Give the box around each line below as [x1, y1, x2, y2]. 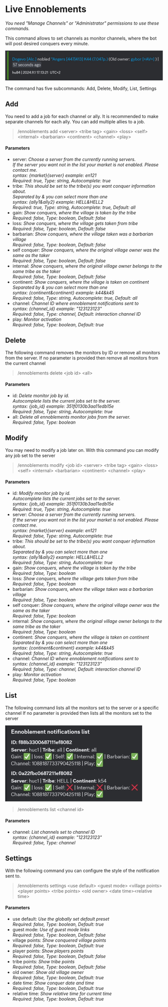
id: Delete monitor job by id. [12, 393, 69, 399]
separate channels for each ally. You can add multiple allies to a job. [5, 118, 145, 124]
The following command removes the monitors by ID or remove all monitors [5, 349, 160, 355]
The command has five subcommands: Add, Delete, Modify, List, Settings [5, 85, 156, 91]
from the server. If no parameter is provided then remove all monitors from [5, 355, 158, 361]
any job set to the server [5, 452, 55, 458]
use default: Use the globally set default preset [12, 916, 109, 922]
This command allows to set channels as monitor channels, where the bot [5, 35, 157, 41]
